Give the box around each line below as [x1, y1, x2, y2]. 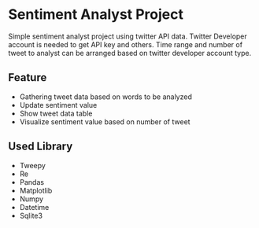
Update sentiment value [19, 100, 98, 109]
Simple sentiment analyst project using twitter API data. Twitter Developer [8, 31, 248, 41]
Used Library [8, 140, 73, 153]
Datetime [19, 202, 50, 211]
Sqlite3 [19, 211, 43, 220]
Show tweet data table [19, 108, 93, 118]
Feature [8, 71, 47, 84]
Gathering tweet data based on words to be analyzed [19, 92, 193, 101]
